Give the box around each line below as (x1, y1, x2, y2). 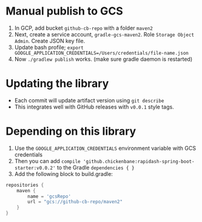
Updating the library (5, 77, 109, 90)
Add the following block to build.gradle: (14, 170, 113, 177)
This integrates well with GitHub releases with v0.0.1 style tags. (14, 103, 174, 110)
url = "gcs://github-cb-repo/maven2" (27, 199, 123, 205)
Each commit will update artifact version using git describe (14, 96, 164, 104)
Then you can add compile (14, 157, 81, 164)
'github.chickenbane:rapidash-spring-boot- (83, 158, 195, 164)
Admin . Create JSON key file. (14, 37, 86, 44)
